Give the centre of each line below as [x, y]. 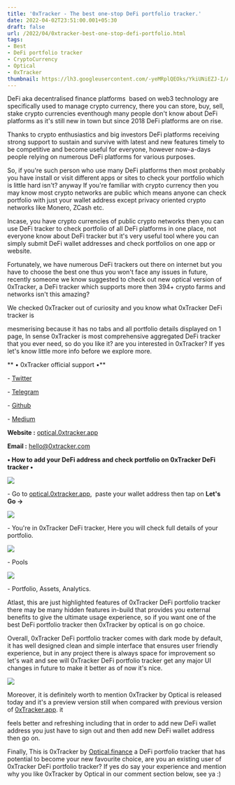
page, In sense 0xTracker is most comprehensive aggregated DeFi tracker [114, 336]
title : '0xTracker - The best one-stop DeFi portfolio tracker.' [104, 14]
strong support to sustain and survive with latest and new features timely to [116, 142]
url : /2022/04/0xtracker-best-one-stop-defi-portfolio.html [97, 33]
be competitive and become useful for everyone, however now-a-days [109, 150]
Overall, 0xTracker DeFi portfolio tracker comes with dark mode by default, [115, 639]
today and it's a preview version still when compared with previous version [115, 702]
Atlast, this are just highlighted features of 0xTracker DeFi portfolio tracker [114, 602]
